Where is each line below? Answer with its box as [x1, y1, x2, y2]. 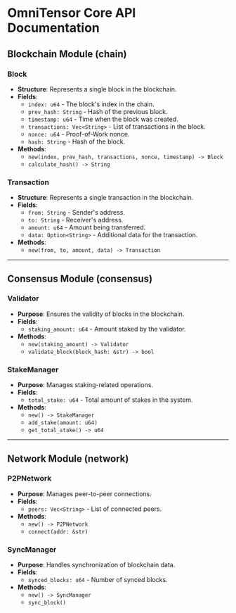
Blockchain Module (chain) [7, 48, 127, 60]
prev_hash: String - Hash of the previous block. [27, 107, 168, 115]
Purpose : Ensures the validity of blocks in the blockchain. [17, 310, 185, 318]
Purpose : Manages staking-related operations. [17, 381, 153, 389]
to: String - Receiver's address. [27, 216, 124, 225]
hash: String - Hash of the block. [27, 137, 126, 146]
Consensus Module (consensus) [7, 272, 153, 284]
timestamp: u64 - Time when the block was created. [27, 115, 179, 123]
